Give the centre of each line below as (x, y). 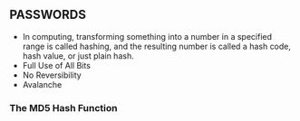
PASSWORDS (48, 15)
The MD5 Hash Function (63, 107)
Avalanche (42, 84)
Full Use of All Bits (56, 65)
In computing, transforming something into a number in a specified (147, 36)
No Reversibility (52, 75)
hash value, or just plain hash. (78, 56)
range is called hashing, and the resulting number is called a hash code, (157, 46)
